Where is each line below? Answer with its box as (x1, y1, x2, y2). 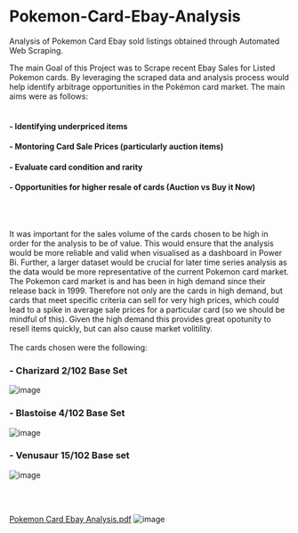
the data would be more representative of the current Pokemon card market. (9, 266, 289, 277)
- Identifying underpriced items (9, 120, 128, 131)
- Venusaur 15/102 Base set (9, 449, 131, 462)
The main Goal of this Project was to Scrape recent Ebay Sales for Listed (9, 62, 276, 73)
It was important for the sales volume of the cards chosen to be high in (9, 228, 269, 239)
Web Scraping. (9, 45, 64, 55)
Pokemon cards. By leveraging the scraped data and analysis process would (9, 71, 289, 82)
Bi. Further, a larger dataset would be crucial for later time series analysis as (9, 257, 287, 267)
